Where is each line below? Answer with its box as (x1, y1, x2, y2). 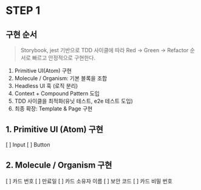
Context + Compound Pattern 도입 (14, 90, 100, 97)
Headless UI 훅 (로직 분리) (14, 83, 78, 89)
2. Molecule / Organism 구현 (5, 160, 112, 171)
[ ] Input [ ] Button (5, 141, 50, 148)
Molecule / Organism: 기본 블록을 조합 (14, 75, 107, 82)
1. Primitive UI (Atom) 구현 (5, 124, 104, 135)
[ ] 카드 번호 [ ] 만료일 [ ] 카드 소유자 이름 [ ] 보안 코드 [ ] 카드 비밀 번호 (5, 177, 172, 185)
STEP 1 (5, 4, 41, 18)
